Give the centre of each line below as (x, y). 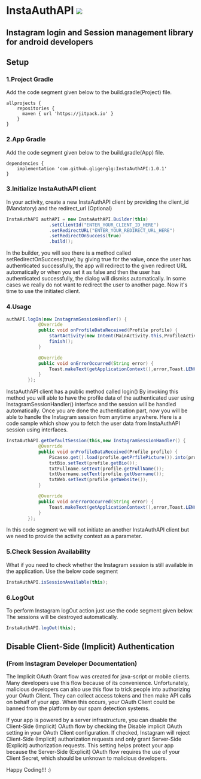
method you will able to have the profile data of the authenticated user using (100, 398)
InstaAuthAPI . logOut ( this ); (41, 628)
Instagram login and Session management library (100, 33)
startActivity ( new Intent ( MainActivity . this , (106, 336)
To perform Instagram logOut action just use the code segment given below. (100, 610)
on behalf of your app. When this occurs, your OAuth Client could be (91, 702)
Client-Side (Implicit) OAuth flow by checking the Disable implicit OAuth (94, 726)
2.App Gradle (26, 140)
